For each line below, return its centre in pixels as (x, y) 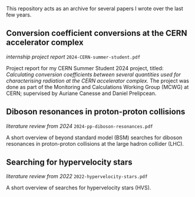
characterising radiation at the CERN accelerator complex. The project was (98, 81)
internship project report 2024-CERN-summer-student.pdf (73, 57)
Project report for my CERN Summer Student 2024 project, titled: (85, 68)
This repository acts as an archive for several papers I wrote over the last (95, 9)
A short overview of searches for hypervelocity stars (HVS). (79, 188)
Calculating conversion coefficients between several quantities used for (93, 74)
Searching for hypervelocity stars (69, 162)
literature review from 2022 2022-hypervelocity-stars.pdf (77, 176)
